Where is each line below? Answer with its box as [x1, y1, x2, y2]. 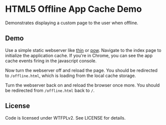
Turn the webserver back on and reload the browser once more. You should [5, 82, 160, 88]
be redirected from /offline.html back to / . [5, 87, 95, 93]
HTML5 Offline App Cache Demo [5, 3, 142, 15]
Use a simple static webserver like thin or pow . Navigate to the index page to [5, 47, 162, 53]
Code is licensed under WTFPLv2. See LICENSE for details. [5, 115, 126, 121]
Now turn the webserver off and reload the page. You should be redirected [5, 67, 158, 73]
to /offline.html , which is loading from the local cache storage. [5, 73, 136, 79]
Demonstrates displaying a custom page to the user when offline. [5, 20, 139, 26]
